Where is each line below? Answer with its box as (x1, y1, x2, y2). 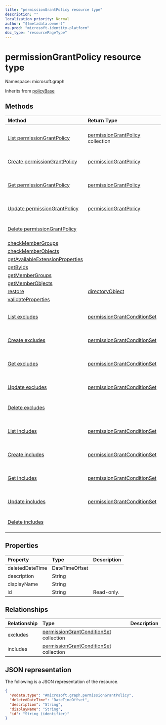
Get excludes (7, 360, 39, 367)
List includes (7, 427, 37, 434)
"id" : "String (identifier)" (9, 711, 70, 716)
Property (7, 556, 29, 563)
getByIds (7, 264, 29, 271)
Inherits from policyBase (5, 88, 55, 94)
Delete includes (7, 518, 44, 525)
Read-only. (93, 589, 120, 595)
